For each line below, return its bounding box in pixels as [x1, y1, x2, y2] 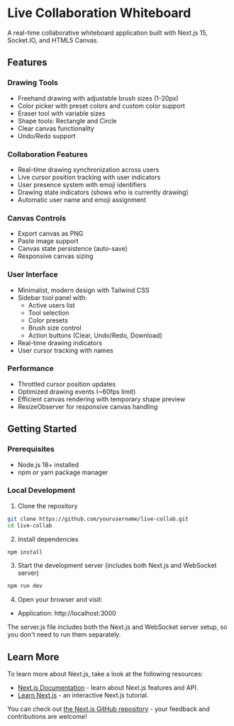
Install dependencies [17, 535, 79, 543]
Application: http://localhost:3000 [17, 609, 117, 618]
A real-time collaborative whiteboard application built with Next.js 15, [7, 28, 208, 37]
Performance [7, 364, 55, 374]
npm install [7, 548, 43, 556]
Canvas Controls [7, 213, 66, 223]
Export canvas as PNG [17, 229, 84, 238]
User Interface [7, 269, 58, 279]
